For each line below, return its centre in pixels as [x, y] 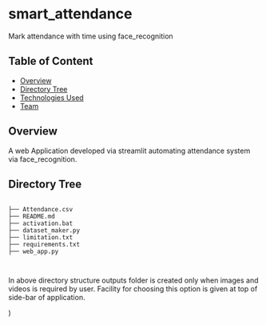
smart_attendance [70, 14]
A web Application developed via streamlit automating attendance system [129, 150]
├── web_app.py [34, 252]
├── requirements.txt [44, 245]
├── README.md [32, 217]
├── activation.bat [41, 224]
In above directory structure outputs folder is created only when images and [133, 280]
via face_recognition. [43, 159]
